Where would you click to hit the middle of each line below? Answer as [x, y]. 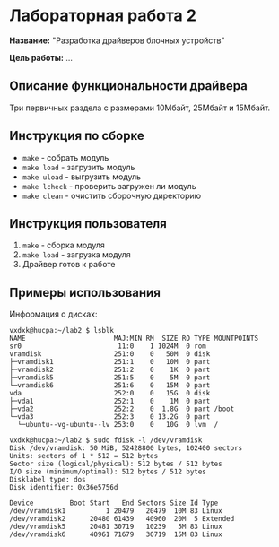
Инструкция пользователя [88, 224]
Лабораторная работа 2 [103, 16]
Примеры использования [85, 292]
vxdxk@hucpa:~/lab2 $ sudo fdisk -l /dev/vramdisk [106, 440]
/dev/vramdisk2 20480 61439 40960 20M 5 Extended [122, 519]
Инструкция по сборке [77, 136]
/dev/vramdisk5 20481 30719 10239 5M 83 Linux [116, 527]
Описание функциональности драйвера [129, 86]
